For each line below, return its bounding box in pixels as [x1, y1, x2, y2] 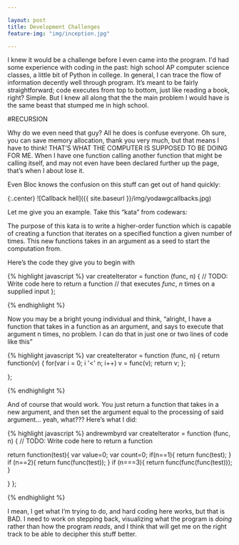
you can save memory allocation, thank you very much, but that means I [7, 136, 220, 145]
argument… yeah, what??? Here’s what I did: [7, 415, 138, 424]
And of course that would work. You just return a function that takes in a [7, 400, 219, 409]
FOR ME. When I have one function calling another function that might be [7, 151, 223, 160]
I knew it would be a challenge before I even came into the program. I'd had [7, 56, 230, 64]
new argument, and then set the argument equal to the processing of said [7, 408, 224, 417]
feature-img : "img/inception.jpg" [7, 30, 111, 37]
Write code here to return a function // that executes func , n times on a [7, 279, 215, 289]
